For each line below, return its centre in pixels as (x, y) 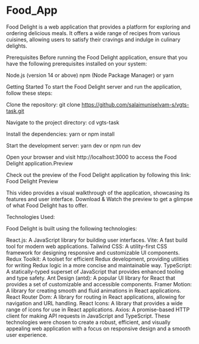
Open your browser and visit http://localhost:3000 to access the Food (91, 157)
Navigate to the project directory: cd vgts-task (63, 122)
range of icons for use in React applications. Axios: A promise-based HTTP (98, 309)
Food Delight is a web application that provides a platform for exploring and (98, 27)
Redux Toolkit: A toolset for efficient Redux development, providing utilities (97, 259)
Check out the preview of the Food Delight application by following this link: (99, 175)
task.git (15, 111)
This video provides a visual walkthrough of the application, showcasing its (98, 193)
